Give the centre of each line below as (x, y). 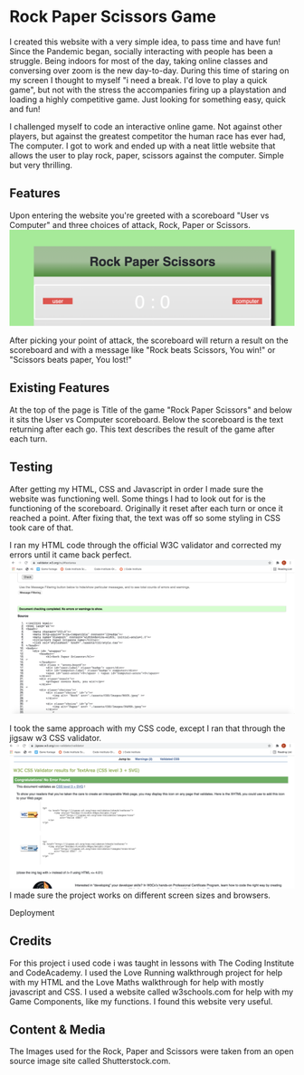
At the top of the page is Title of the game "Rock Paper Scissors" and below (151, 410)
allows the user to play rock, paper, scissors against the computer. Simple (147, 155)
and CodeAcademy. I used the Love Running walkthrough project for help (146, 972)
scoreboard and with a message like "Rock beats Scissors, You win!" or (142, 350)
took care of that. (42, 528)
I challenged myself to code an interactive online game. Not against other (146, 126)
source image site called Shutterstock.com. (90, 1061)
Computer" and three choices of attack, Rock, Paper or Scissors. (130, 224)
